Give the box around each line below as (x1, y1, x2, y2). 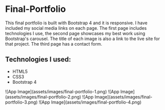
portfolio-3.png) (5, 99, 38, 105)
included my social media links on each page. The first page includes (5, 25, 147, 31)
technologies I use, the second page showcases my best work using (5, 30, 146, 36)
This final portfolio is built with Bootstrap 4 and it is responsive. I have (5, 20, 148, 26)
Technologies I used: (5, 55, 71, 64)
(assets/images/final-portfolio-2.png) (5, 94, 82, 100)
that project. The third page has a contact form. (5, 41, 102, 47)
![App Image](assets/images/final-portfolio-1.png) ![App (5, 88, 120, 95)
